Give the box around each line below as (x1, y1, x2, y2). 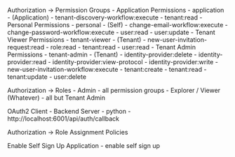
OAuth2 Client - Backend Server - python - (7, 107, 131, 115)
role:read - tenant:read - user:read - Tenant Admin (50, 43, 196, 51)
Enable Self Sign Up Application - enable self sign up (7, 142, 160, 149)
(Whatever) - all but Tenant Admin (7, 94, 105, 102)
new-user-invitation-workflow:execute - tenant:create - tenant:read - (7, 66, 207, 73)
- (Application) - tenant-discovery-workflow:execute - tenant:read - (7, 13, 203, 22)
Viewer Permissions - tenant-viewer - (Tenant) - (7, 36, 146, 44)
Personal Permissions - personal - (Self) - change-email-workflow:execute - (7, 21, 228, 29)
